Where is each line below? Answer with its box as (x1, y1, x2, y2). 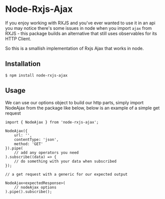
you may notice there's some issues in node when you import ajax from (5, 25, 152, 31)
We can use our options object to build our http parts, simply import (5, 99, 144, 105)
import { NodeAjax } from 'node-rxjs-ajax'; (5, 120, 99, 125)
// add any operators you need (14, 150, 79, 155)
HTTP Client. (5, 36, 31, 42)
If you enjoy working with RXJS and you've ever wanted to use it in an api (5, 20, 156, 26)
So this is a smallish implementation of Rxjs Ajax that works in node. (5, 45, 144, 51)
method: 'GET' (14, 141, 43, 146)
